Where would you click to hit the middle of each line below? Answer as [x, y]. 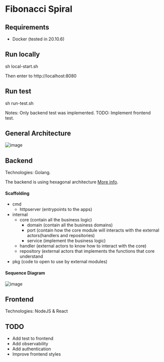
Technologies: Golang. [28, 173]
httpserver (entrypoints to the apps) [56, 210]
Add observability [30, 344]
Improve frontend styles [36, 354]
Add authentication [32, 349]
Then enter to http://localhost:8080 [41, 76]
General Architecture [38, 134]
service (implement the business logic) [66, 241]
